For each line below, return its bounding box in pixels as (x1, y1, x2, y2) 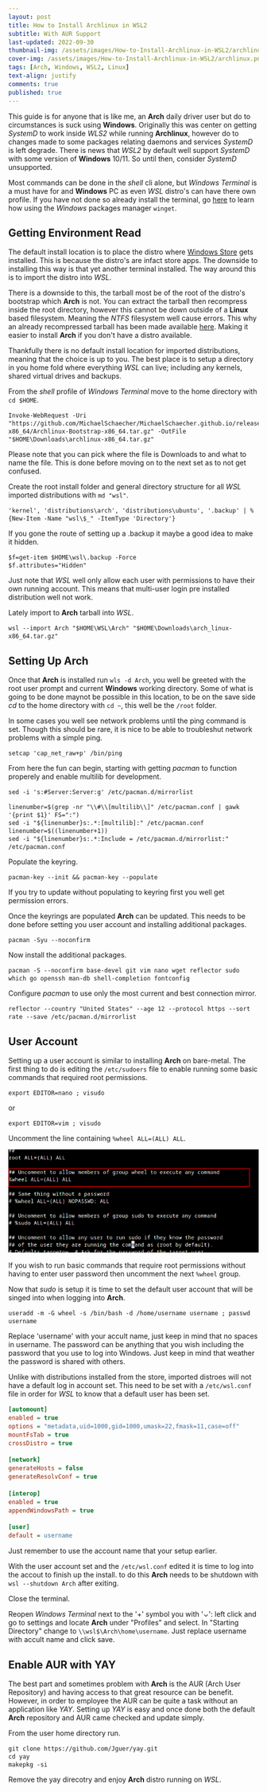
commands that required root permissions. (8, 1072, 148, 1082)
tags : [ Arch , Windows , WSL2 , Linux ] (8, 64, 130, 72)
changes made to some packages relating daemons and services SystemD (8, 136, 253, 147)
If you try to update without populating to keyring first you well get (8, 887, 225, 897)
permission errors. (8, 896, 69, 906)
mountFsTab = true (8, 1431, 69, 1439)
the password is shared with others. (8, 1357, 126, 1366)
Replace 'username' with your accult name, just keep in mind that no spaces (8, 1331, 258, 1341)
